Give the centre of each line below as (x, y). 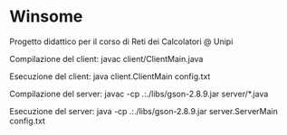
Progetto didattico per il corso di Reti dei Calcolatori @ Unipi (121, 41)
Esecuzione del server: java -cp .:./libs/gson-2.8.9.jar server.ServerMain (144, 111)
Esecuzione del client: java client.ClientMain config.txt (110, 76)
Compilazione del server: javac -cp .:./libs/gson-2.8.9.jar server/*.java (139, 94)
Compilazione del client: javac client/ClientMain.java (106, 58)
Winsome (46, 17)
